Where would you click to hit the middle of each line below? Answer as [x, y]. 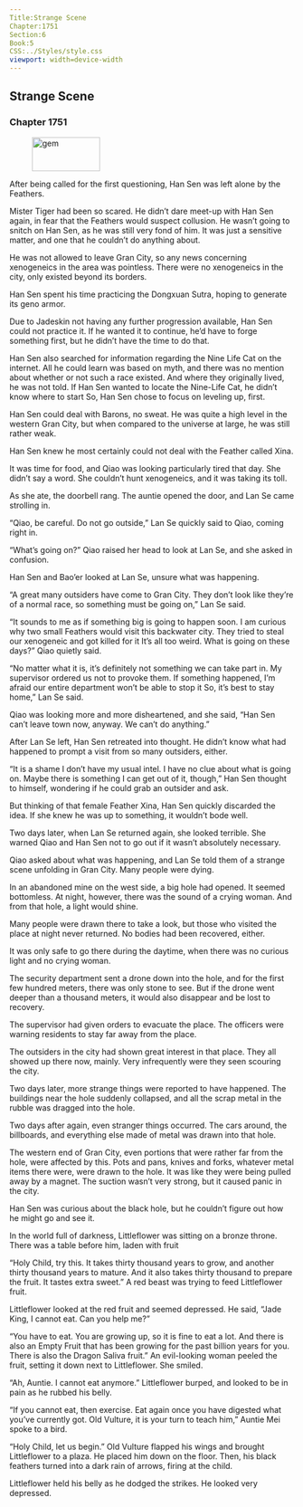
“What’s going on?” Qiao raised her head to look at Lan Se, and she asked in [151, 549]
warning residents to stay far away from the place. [103, 1034]
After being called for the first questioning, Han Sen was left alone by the [145, 184]
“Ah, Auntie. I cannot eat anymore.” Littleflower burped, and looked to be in [149, 1382]
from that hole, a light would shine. [74, 906]
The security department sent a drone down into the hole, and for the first [147, 978]
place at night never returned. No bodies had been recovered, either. [137, 933]
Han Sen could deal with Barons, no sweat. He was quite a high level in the [148, 414]
